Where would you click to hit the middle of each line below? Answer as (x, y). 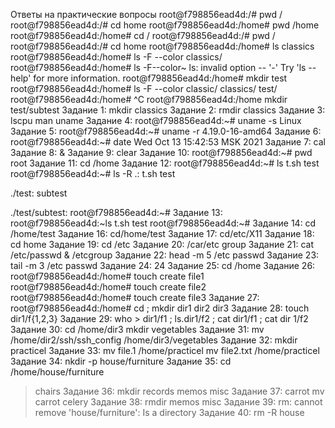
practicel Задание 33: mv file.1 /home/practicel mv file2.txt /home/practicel (165, 350)
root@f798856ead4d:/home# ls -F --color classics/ (116, 57)
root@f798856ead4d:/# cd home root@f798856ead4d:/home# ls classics (162, 46)
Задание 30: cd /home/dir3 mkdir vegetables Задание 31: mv (137, 329)
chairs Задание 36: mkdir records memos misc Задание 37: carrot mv (179, 391)
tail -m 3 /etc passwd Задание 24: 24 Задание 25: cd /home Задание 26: (163, 265)
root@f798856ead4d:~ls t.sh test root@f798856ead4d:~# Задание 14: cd (163, 223)
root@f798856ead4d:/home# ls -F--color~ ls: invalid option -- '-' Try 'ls (158, 67)
